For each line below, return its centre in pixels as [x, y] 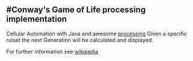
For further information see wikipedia [52, 51]
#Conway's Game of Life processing [76, 10]
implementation [37, 19]
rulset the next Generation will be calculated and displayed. [80, 40]
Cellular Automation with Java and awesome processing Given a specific [97, 33]
